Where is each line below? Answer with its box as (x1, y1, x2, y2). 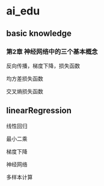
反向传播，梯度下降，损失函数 (6, 62, 80, 69)
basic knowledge (6, 28, 72, 39)
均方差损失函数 (6, 75, 43, 82)
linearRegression (6, 105, 72, 116)
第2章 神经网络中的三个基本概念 (6, 47, 98, 55)
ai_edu (6, 4, 40, 18)
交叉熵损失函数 (6, 87, 43, 95)
